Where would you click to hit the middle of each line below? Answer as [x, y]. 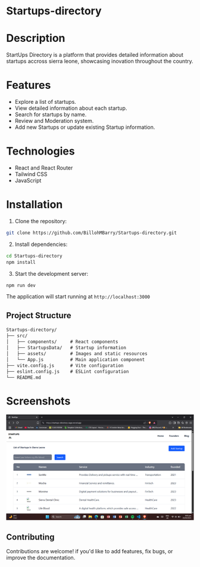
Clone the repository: [41, 221]
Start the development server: [51, 273]
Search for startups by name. [51, 115]
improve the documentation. [41, 557]
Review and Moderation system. [54, 121]
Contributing [30, 537]
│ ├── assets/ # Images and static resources [77, 354]
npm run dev [21, 285]
